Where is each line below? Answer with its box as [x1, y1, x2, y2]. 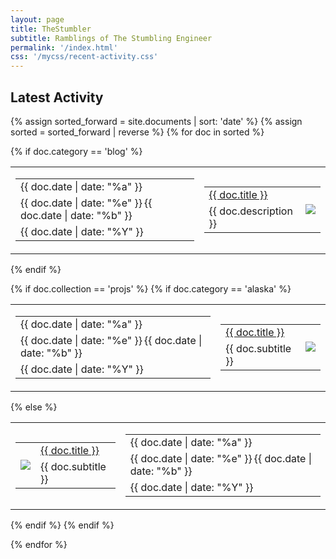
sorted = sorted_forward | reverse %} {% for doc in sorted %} [10, 126, 265, 138]
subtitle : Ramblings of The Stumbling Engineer [10, 33, 213, 43]
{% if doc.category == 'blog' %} [10, 145, 143, 157]
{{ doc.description [208, 204, 293, 218]
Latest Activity [10, 89, 104, 106]
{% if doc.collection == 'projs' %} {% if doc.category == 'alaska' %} [10, 282, 292, 295]
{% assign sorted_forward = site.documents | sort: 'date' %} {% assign [10, 115, 303, 127]
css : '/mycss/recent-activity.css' [10, 52, 159, 62]
